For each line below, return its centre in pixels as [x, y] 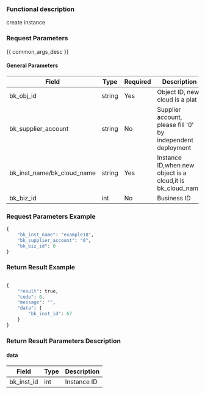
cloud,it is [171, 180]
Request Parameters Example [51, 216]
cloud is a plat [177, 100]
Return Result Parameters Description [63, 341]
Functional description [41, 9]
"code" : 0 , [31, 297]
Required [138, 81]
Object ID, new [178, 92]
